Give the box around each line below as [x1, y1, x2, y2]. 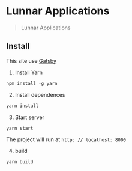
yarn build [6, 159, 34, 165]
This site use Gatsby [6, 57, 57, 64]
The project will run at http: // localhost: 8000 [6, 136, 127, 143]
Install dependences [14, 91, 65, 98]
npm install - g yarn [6, 80, 58, 86]
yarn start [6, 125, 34, 131]
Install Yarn [14, 69, 43, 76]
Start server [14, 114, 45, 121]
